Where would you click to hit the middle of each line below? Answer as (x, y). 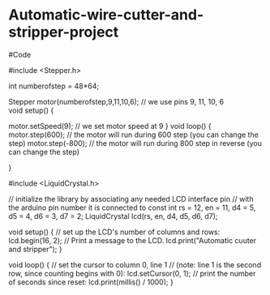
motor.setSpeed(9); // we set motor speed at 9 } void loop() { (110, 126)
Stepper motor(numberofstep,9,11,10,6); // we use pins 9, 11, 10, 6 (116, 101)
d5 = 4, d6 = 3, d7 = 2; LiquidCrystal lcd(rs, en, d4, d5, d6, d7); (113, 216)
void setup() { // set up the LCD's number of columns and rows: (114, 232)
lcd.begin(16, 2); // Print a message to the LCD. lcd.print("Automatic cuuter (133, 240)
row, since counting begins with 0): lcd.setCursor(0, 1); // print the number (132, 273)
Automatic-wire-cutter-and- (106, 15)
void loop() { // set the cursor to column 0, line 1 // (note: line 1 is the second (135, 264)
